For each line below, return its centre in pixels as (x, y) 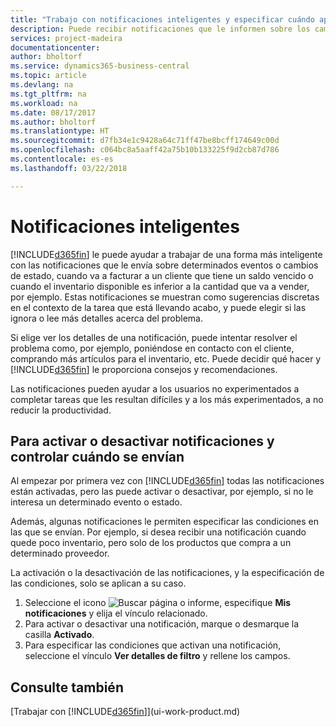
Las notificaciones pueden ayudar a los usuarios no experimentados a (155, 388)
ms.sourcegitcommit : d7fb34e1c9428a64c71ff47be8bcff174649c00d (145, 141)
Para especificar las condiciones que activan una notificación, (153, 645)
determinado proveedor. (60, 553)
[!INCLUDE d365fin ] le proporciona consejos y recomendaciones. (144, 369)
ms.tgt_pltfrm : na (48, 94)
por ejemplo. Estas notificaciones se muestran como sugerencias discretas (165, 297)
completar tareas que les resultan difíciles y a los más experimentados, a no (167, 399)
